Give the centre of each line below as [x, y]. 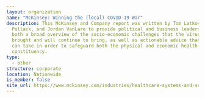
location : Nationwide [34, 74]
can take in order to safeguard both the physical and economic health [105, 46]
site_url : [19, 86]
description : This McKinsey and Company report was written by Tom [94, 23]
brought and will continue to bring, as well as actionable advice [99, 40]
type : [13, 57]
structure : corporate [34, 68]
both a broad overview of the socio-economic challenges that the [98, 35]
